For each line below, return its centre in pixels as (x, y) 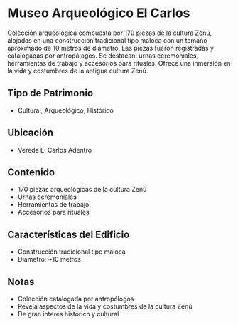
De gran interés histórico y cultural (68, 314)
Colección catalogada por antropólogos (76, 299)
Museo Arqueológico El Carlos (99, 13)
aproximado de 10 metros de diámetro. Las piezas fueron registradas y (111, 48)
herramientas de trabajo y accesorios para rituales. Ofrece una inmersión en (119, 63)
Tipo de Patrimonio (50, 93)
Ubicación (31, 133)
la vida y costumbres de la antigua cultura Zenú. (78, 71)
